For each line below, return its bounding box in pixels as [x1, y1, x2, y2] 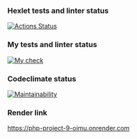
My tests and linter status [7, 40, 97, 50]
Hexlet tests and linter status [7, 6, 109, 16]
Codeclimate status [7, 73, 77, 83]
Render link [7, 108, 48, 118]
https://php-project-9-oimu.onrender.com [7, 124, 130, 133]
